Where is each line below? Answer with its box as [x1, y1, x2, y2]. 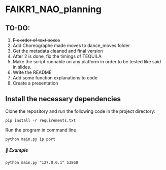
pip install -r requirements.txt [5, 118, 76, 123]
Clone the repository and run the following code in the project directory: [5, 108, 156, 114]
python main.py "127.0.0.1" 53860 [5, 160, 79, 165]
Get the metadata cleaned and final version [12, 48, 103, 54]
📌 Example [5, 147, 28, 153]
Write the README [12, 69, 52, 75]
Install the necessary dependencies [5, 95, 121, 103]
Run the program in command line [5, 126, 76, 133]
